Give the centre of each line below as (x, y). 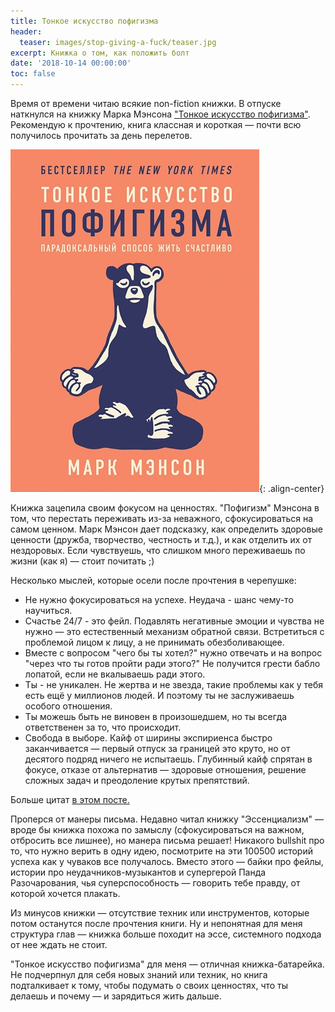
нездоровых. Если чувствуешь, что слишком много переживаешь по (158, 550)
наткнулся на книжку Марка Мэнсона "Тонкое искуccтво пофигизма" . (160, 114)
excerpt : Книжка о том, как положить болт (100, 53)
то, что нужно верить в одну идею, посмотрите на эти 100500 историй (161, 851)
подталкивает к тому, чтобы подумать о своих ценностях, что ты (149, 985)
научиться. (48, 610)
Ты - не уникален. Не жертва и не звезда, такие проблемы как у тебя (174, 684)
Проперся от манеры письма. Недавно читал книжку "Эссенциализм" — (167, 819)
